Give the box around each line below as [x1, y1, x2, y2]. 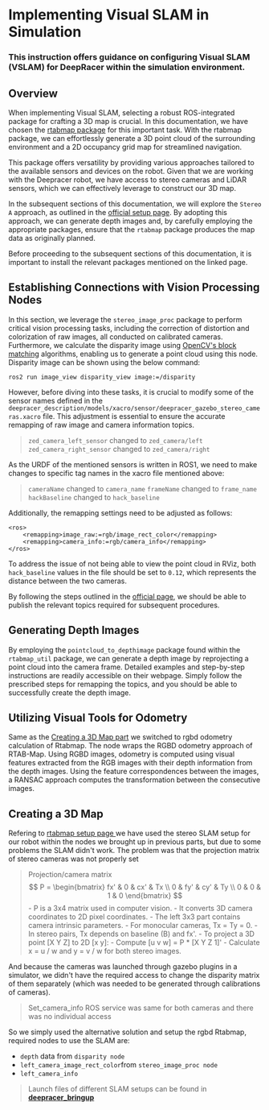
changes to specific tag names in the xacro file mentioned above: [8, 468, 225, 478]
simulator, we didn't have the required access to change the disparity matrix [8, 971, 260, 980]
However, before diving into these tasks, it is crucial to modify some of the [8, 387, 255, 396]
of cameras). [8, 988, 51, 997]
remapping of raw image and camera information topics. [8, 420, 195, 429]
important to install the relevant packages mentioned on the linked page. [8, 257, 248, 267]
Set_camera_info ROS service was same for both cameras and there [27, 1003, 255, 1013]
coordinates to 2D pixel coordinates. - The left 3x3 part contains [27, 912, 241, 922]
